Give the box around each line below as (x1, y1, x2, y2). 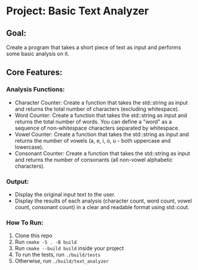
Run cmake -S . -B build (14, 238, 77, 246)
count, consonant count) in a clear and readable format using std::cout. (14, 203, 190, 210)
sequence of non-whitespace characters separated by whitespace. (14, 124, 180, 131)
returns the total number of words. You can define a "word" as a (14, 118, 172, 125)
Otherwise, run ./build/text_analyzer (14, 257, 109, 265)
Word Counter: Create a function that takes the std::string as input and (14, 112, 187, 119)
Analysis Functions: (6, 85, 65, 94)
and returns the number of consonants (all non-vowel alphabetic (14, 156, 173, 163)
